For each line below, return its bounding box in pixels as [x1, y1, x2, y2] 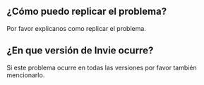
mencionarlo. [6, 70, 45, 79]
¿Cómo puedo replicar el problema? [6, 6, 167, 18]
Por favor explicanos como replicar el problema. [6, 24, 146, 32]
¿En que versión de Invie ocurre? [6, 45, 154, 57]
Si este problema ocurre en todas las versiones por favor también [6, 63, 197, 72]
